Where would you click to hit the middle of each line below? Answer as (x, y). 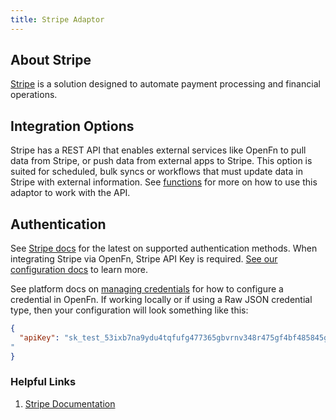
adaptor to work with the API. (70, 193)
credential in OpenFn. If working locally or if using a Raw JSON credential (161, 300)
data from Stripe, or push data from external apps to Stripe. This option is (161, 161)
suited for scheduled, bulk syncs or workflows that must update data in (156, 172)
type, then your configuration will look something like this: (129, 310)
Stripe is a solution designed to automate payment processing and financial (165, 84)
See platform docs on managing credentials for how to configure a (147, 289)
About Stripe (51, 60)
